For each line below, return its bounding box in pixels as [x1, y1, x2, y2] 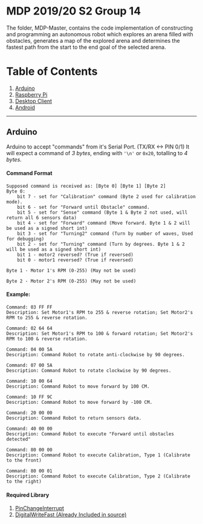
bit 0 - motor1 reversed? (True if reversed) [17, 257, 134, 263]
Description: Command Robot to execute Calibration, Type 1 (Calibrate [6, 452, 190, 458]
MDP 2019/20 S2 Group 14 [6, 4, 141, 18]
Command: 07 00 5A [6, 362, 53, 369]
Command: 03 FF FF [6, 304, 53, 310]
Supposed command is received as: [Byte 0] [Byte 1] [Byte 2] [6, 183, 166, 189]
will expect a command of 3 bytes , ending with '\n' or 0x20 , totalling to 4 [6, 149, 188, 156]
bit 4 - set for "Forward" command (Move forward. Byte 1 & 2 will [17, 220, 190, 226]
